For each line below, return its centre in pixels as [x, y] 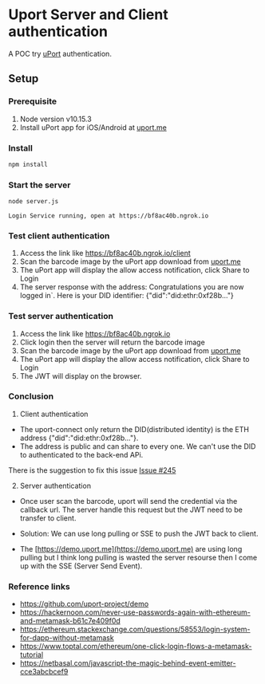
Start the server [40, 185]
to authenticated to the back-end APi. [81, 454]
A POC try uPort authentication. [60, 53]
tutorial [32, 655]
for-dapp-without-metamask [67, 638]
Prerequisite [33, 101]
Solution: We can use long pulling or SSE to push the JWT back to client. [139, 533]
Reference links [39, 586]
